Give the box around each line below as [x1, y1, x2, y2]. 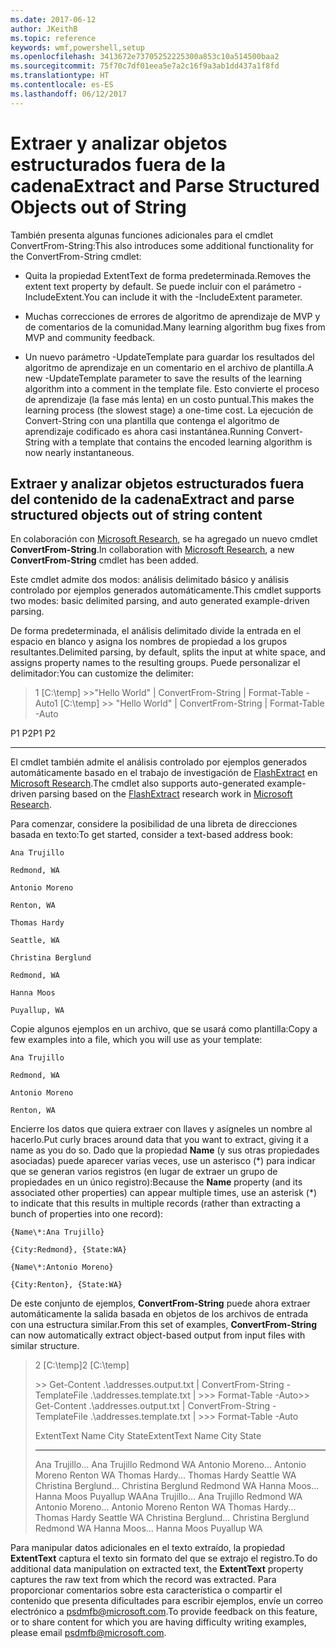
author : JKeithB [10, 24, 78, 34]
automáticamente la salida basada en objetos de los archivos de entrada [10, 1308, 309, 1320]
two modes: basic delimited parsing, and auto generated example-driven [10, 595, 310, 607]
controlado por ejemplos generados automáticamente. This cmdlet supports [10, 584, 322, 596]
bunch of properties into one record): [10, 1208, 164, 1220]
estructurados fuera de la [10, 153, 226, 176]
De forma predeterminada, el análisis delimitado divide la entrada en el [10, 625, 302, 637]
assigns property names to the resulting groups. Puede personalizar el [10, 657, 301, 669]
